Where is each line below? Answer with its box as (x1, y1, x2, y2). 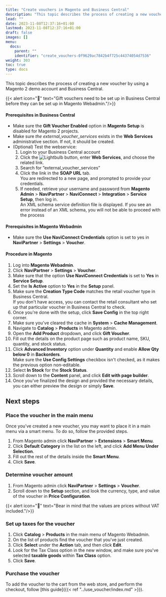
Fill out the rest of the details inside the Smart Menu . (12, 454, 120, 460)
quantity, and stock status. (12, 341, 67, 346)
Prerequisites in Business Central (5, 112, 75, 118)
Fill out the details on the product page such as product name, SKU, (12, 336, 151, 341)
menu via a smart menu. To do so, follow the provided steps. (5, 428, 129, 434)
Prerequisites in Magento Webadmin (5, 223, 82, 229)
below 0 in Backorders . (12, 351, 61, 357)
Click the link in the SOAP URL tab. (20, 170, 91, 176)
